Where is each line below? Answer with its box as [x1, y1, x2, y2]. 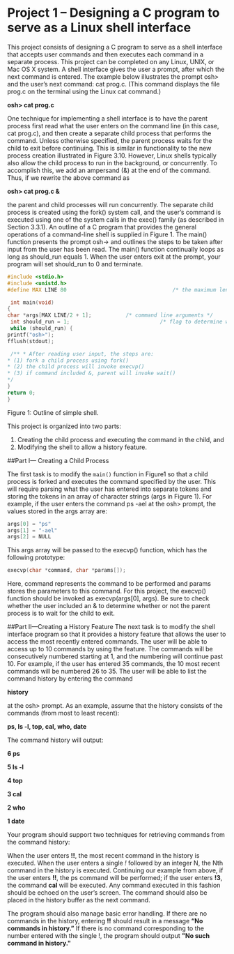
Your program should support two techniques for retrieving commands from [7, 831, 225, 839]
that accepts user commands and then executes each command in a [7, 50, 204, 59]
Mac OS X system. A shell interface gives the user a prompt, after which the [7, 65, 225, 73]
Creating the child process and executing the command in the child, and [17, 435, 224, 444]
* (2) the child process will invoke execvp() [7, 363, 145, 370]
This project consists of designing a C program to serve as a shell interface [7, 43, 223, 51]
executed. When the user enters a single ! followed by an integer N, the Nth [7, 859, 224, 868]
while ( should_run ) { [10, 325, 73, 332]
